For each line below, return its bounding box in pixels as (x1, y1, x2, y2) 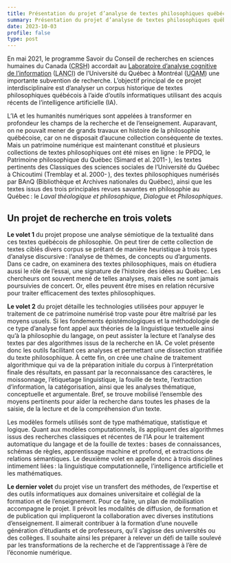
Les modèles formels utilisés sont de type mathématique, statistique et (7, 418, 208, 426)
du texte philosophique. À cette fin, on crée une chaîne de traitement (7, 353, 202, 361)
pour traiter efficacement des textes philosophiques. (7, 288, 156, 297)
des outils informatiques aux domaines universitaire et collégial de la (7, 489, 201, 498)
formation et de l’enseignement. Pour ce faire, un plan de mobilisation (7, 497, 204, 505)
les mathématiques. (7, 469, 63, 477)
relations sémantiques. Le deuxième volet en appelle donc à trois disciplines (7, 454, 223, 463)
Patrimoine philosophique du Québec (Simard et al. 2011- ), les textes (7, 156, 201, 164)
